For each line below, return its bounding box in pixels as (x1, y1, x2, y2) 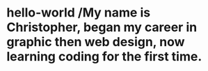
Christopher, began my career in (6, 19, 198, 35)
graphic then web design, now (6, 34, 185, 50)
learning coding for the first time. (6, 49, 202, 65)
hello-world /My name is (6, 5, 151, 21)
